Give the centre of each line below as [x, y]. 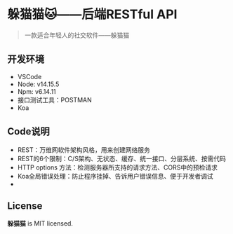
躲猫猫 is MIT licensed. [40, 223]
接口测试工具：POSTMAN [55, 99]
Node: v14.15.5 [38, 84]
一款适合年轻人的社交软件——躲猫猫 [77, 35]
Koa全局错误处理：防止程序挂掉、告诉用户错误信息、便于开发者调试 [115, 176]
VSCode [29, 76]
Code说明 [29, 131]
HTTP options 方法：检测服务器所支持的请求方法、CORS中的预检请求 [118, 167]
